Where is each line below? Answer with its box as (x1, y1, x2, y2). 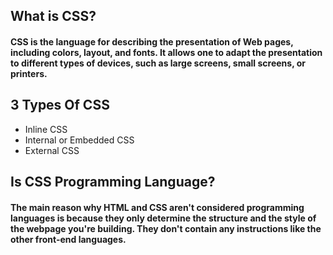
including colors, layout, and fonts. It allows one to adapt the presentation (10, 46, 323, 58)
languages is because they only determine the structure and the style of (10, 212, 317, 224)
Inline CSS (24, 123, 68, 135)
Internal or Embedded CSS (24, 134, 135, 146)
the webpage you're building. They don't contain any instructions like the (10, 222, 322, 234)
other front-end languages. (10, 233, 127, 245)
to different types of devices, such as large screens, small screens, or (10, 57, 307, 69)
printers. (10, 67, 48, 79)
